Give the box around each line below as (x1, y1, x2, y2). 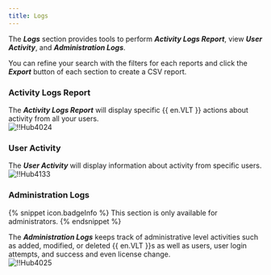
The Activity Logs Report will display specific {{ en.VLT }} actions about (8, 105, 248, 115)
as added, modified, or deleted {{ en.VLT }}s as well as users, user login (8, 240, 248, 250)
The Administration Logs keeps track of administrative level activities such (8, 231, 259, 242)
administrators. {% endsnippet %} (8, 216, 122, 226)
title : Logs (8, 11, 48, 20)
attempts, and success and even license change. (8, 249, 171, 259)
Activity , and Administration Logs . (8, 42, 127, 52)
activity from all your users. (8, 114, 99, 123)
